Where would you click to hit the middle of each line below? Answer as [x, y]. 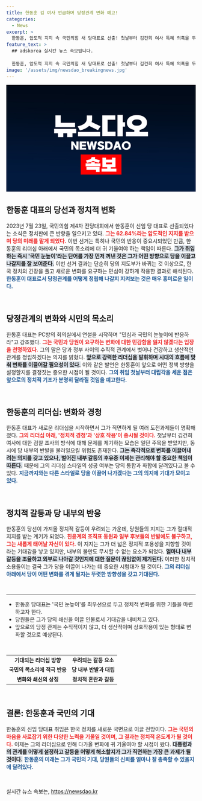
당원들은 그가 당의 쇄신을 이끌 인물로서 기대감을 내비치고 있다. [87, 619]
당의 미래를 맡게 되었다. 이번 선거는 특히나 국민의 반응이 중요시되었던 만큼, [99, 241]
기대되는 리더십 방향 [38, 660]
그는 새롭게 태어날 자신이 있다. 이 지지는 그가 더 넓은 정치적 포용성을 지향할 [93, 544]
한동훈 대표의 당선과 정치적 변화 [61, 210]
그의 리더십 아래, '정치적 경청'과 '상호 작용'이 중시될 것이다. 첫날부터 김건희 [106, 435]
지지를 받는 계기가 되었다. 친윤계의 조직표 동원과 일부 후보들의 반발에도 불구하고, [99, 537]
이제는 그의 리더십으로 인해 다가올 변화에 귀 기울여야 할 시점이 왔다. [93, 744]
